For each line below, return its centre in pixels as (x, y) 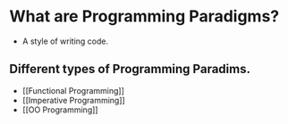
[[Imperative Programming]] (73, 100)
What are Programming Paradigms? (144, 17)
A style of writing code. (65, 41)
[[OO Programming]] (60, 110)
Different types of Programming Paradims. (130, 69)
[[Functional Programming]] (73, 90)
